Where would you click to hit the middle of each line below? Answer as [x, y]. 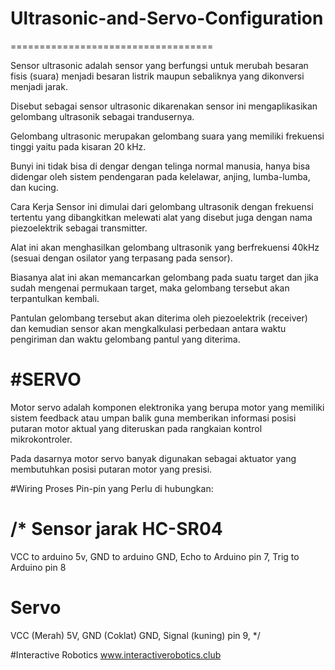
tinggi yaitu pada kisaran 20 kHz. [78, 146]
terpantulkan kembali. [55, 298]
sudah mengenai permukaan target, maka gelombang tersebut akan [150, 288]
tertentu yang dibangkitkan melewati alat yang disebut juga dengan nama [161, 217]
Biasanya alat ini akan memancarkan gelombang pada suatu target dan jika [164, 277]
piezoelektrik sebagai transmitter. [79, 228]
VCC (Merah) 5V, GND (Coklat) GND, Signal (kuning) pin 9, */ [135, 635]
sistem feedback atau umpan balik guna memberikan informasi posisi [153, 418]
